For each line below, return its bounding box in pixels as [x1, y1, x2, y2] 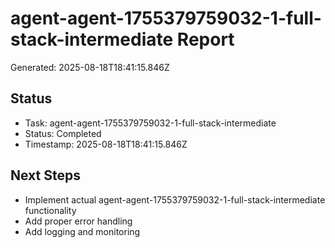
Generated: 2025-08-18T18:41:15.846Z [10, 61, 170, 73]
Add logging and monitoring [24, 225, 141, 237]
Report [176, 28, 235, 51]
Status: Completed [24, 127, 102, 139]
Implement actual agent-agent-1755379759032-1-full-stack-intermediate [24, 193, 326, 206]
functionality [24, 204, 77, 216]
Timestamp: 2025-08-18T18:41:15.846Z [24, 138, 188, 150]
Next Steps [10, 167, 81, 184]
